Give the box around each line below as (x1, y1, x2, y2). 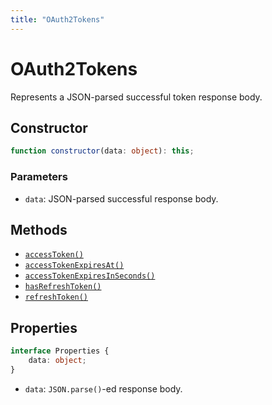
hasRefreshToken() (24, 282, 102, 292)
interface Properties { (10, 346, 110, 356)
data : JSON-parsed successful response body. (24, 192, 219, 205)
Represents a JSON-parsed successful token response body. (10, 91, 263, 103)
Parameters (10, 170, 68, 184)
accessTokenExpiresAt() (24, 261, 125, 271)
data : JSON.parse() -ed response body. (24, 382, 183, 395)
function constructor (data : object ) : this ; (10, 146, 195, 156)
